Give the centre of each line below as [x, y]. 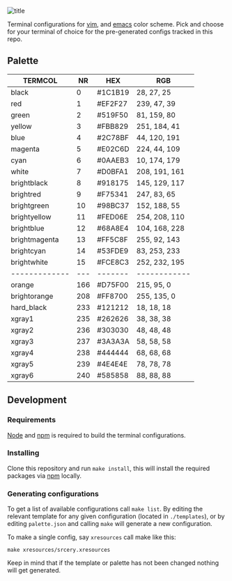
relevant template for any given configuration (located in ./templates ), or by [116, 516]
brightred [26, 194]
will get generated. [34, 571]
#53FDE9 [113, 251]
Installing [23, 453]
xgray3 [22, 341]
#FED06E [113, 217]
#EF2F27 [112, 103]
